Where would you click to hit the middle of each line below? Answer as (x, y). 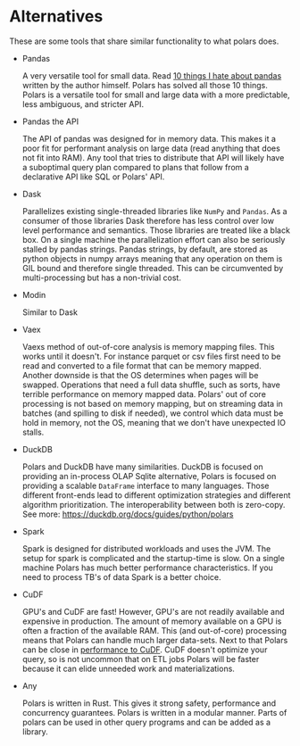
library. (35, 731)
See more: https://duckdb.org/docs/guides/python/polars (128, 514)
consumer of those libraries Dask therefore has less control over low (148, 220)
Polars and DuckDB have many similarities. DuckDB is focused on (142, 467)
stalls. (33, 432)
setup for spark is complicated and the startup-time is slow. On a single (154, 558)
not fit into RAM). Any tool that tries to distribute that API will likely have (153, 157)
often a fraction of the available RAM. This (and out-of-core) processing (154, 630)
